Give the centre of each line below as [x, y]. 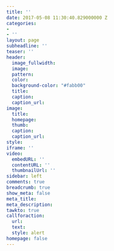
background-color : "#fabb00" [49, 86]
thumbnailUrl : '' [34, 171]
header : [16, 57]
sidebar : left [24, 176]
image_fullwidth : [34, 63]
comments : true [26, 182]
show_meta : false [28, 193]
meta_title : [21, 199]
